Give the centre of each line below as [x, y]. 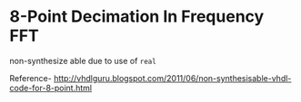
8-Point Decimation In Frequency [137, 17]
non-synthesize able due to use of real [83, 60]
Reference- [30, 78]
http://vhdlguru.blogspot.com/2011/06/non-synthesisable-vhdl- [172, 78]
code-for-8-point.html [51, 88]
